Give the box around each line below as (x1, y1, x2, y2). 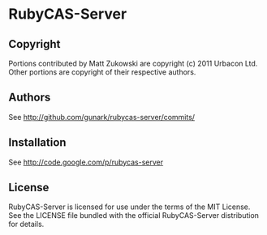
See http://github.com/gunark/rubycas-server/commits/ (8, 112, 196, 122)
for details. (8, 220, 45, 229)
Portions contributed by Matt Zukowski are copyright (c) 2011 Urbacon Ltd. (8, 58, 258, 68)
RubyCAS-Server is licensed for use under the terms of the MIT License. (8, 202, 251, 211)
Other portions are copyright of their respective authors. (8, 67, 196, 77)
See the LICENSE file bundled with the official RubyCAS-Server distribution (8, 211, 260, 220)
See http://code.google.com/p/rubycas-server (8, 157, 164, 167)
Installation (8, 135, 67, 150)
